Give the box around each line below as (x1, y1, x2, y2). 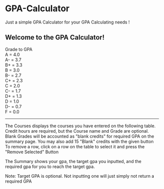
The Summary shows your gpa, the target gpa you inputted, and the (5, 158, 142, 164)
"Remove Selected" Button (5, 149, 59, 155)
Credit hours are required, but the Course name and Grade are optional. (5, 128, 149, 134)
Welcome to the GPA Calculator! (5, 33, 105, 42)
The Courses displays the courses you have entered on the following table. (5, 123, 156, 129)
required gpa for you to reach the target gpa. (5, 164, 95, 169)
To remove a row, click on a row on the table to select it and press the (5, 143, 145, 149)
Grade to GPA (5, 46, 33, 52)
